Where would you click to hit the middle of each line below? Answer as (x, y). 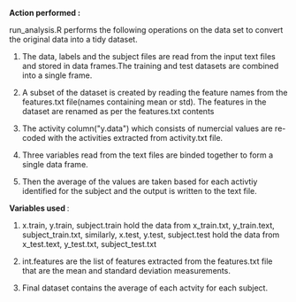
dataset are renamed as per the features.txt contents (118, 111)
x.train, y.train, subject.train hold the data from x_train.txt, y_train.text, (148, 225)
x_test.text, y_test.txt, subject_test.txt (89, 244)
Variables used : (39, 208)
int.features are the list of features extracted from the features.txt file (147, 261)
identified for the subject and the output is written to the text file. (140, 191)
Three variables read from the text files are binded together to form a (148, 155)
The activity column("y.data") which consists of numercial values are (147, 128)
